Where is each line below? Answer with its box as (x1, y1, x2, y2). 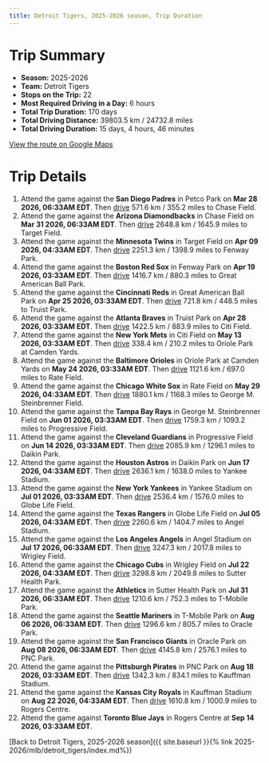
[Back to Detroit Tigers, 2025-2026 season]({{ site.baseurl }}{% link (9, 737, 233, 746)
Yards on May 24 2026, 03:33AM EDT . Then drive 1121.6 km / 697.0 (20, 363, 245, 373)
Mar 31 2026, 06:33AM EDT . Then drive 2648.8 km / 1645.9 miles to (20, 219, 248, 229)
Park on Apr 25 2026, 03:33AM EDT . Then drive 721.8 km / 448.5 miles (20, 295, 258, 305)
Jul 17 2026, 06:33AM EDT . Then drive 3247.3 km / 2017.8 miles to (20, 542, 242, 552)
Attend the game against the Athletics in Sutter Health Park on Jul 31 (20, 585, 248, 595)
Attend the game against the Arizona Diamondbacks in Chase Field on (20, 211, 255, 220)
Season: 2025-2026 (20, 73, 89, 82)
